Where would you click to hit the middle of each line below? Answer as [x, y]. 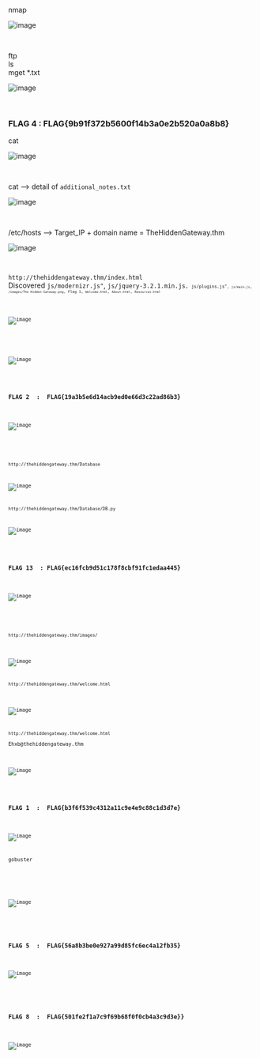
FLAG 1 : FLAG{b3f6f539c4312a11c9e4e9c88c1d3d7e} [94, 808]
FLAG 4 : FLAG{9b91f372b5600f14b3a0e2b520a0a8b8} [119, 123]
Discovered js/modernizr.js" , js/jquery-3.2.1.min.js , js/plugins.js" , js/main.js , [130, 285]
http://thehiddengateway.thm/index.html [76, 278]
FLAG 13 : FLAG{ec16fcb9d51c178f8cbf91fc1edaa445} [94, 568]
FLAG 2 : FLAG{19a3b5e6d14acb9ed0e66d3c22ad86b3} [94, 397]
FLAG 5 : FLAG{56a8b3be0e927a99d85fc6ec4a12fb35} [94, 946]
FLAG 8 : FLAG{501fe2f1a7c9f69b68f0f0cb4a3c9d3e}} [96, 1017]
